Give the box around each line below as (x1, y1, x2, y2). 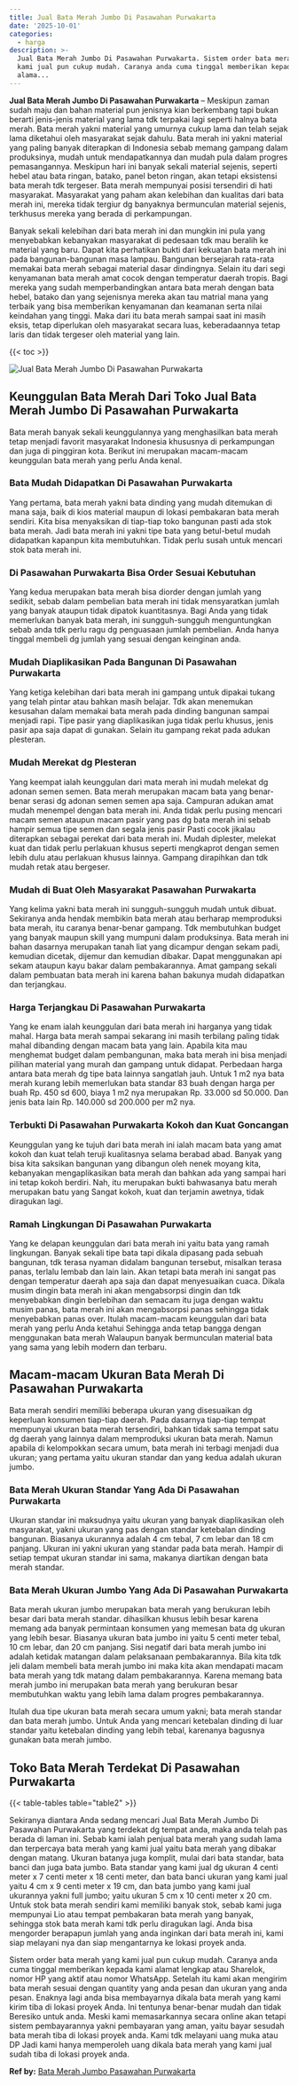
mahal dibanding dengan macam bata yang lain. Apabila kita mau (9, 1040, 247, 1051)
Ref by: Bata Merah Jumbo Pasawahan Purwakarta (9, 2066, 197, 2077)
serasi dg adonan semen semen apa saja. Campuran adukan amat (32, 795, 274, 806)
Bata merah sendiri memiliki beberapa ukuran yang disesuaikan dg (9, 1404, 253, 1415)
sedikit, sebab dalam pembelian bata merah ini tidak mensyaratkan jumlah (9, 596, 279, 607)
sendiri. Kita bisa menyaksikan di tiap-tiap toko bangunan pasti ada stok (9, 515, 272, 526)
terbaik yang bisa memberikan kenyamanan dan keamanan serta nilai (9, 301, 263, 311)
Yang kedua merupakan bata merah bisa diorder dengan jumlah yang (9, 586, 262, 597)
